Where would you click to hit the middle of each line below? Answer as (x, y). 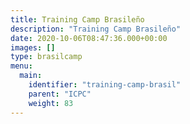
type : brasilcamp (46, 57)
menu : (21, 66)
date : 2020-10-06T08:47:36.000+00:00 (89, 38)
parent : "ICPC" (60, 94)
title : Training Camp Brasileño (77, 19)
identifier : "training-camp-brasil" (105, 85)
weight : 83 (51, 103)
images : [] (33, 47)
